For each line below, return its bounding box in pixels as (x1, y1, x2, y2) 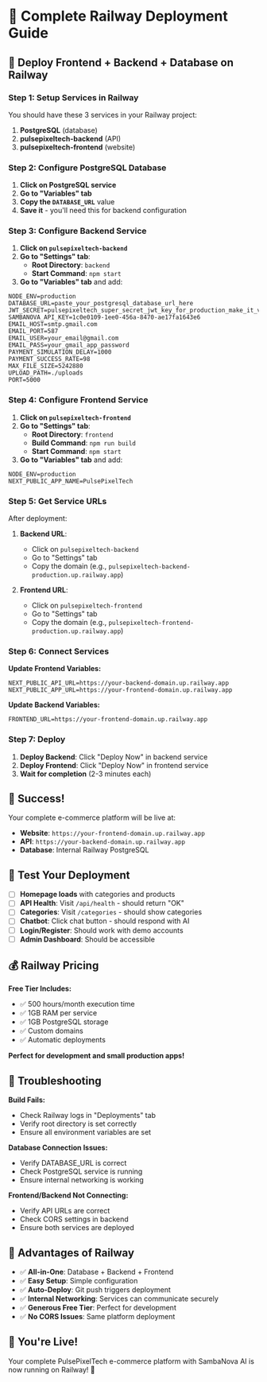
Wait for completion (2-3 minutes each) (19, 769, 152, 778)
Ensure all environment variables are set (19, 1128, 152, 1137)
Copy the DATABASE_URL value (19, 197, 115, 207)
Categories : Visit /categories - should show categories (19, 907, 203, 917)
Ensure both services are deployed (19, 1223, 134, 1233)
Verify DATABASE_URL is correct (19, 1159, 127, 1168)
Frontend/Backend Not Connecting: (8, 1190, 129, 1200)
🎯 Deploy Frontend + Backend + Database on (8, 56, 234, 69)
